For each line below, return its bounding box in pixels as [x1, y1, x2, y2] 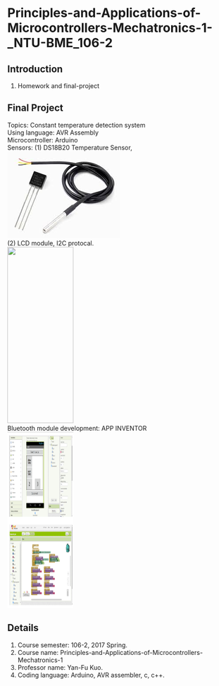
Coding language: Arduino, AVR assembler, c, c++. [17, 670, 165, 679]
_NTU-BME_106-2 [7, 35, 113, 51]
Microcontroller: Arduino [7, 135, 78, 144]
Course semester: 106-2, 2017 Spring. [17, 640, 128, 649]
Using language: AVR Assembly [7, 128, 99, 137]
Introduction [7, 63, 63, 75]
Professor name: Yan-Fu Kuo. [17, 663, 104, 671]
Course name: [17, 648, 59, 656]
